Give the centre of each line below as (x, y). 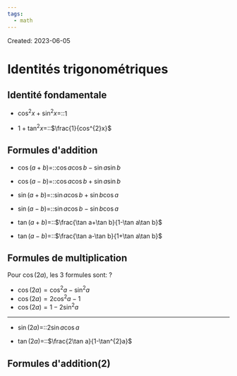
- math (23, 20)
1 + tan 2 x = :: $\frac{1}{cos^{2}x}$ (65, 128)
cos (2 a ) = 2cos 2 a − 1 (49, 298)
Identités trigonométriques (88, 69)
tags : (15, 14)
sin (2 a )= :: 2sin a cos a (48, 328)
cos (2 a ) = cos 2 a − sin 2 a (54, 289)
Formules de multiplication (67, 258)
